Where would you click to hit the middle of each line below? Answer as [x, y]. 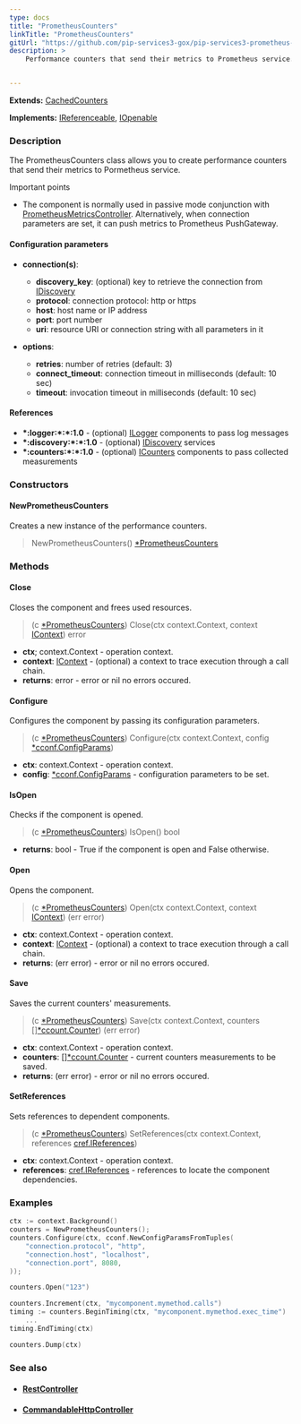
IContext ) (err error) [68, 917]
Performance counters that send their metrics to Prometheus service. [160, 59]
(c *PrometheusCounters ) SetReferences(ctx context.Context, [146, 1133]
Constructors [39, 485]
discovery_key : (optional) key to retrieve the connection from [149, 281]
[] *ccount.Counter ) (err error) [86, 1030]
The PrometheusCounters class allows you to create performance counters [148, 160]
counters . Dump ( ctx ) [46, 1344]
